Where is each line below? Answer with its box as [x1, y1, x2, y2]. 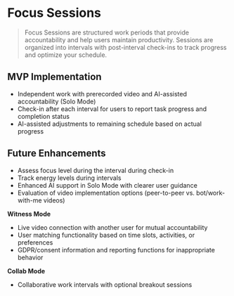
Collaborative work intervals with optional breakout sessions [17, 280, 193, 289]
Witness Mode [7, 210, 51, 218]
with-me [17, 195, 42, 205]
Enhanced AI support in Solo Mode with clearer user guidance [17, 181, 198, 189]
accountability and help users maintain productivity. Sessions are [24, 35, 214, 44]
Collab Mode [7, 266, 46, 275]
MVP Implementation [7, 71, 102, 83]
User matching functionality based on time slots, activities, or [17, 231, 195, 239]
